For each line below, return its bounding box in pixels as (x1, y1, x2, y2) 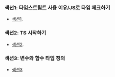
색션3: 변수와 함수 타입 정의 (4, 55, 66, 62)
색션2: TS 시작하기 (4, 30, 46, 36)
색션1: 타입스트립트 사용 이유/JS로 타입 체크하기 (4, 4, 111, 11)
